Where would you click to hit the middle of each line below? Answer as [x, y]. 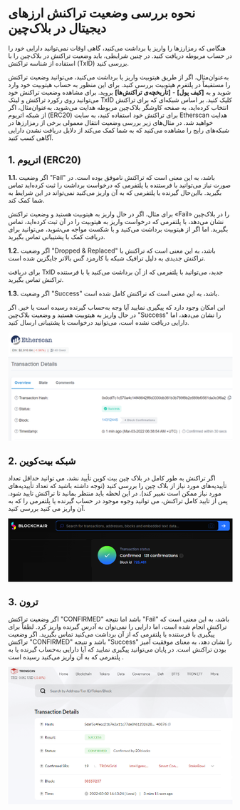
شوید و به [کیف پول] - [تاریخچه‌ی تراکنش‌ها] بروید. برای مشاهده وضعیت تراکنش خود [120, 92]
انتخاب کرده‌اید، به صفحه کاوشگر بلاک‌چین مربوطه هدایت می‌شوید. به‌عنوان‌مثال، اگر [118, 107]
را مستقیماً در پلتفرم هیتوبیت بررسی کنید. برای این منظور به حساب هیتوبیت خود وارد [119, 84]
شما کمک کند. [26, 200]
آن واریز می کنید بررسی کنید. [47, 509]
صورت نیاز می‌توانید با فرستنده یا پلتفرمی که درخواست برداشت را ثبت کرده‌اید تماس [119, 185]
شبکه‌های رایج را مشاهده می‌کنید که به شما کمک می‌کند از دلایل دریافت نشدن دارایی [119, 130]
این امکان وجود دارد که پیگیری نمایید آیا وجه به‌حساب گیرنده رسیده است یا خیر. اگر [117, 307]
